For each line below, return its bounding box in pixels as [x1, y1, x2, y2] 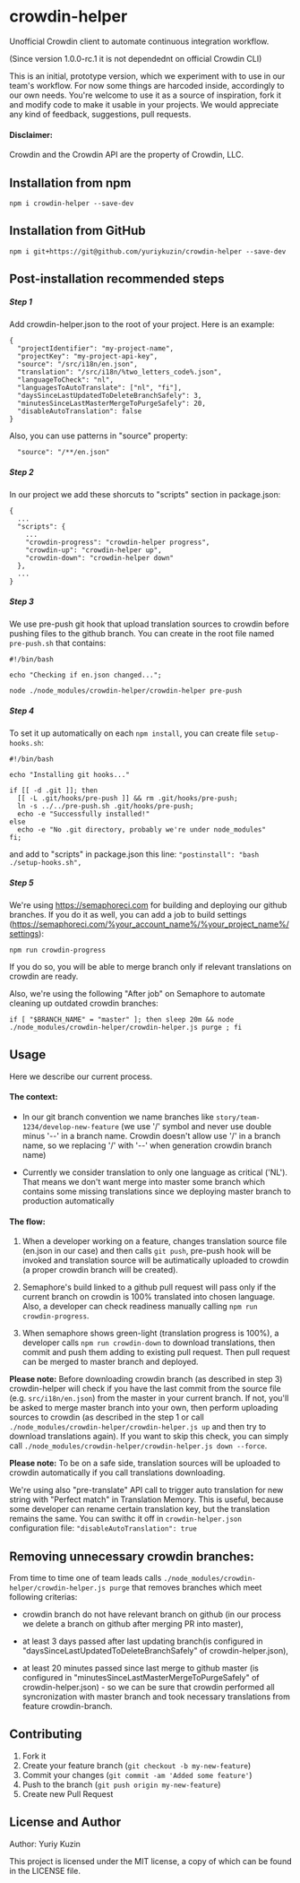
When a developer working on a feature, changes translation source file [21, 1236, 287, 1247]
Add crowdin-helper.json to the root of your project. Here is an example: [9, 319, 275, 330]
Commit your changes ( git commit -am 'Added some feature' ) [21, 1769, 253, 1780]
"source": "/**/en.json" [17, 448, 110, 457]
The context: [9, 1092, 58, 1102]
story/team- [216, 1113, 261, 1122]
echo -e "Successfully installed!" [17, 809, 150, 819]
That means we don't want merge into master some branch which [21, 1177, 266, 1188]
